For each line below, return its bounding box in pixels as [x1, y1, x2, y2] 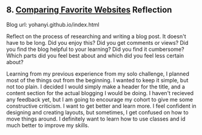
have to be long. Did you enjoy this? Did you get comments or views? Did [6, 39, 189, 46]
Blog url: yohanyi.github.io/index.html [6, 21, 99, 28]
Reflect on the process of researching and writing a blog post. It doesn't [6, 33, 186, 40]
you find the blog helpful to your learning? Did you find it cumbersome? [6, 45, 184, 53]
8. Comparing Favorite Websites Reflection [6, 5, 172, 15]
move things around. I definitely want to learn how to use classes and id [6, 115, 186, 122]
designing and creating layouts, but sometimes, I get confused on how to [6, 108, 189, 116]
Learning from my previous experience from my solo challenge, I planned [6, 70, 190, 77]
